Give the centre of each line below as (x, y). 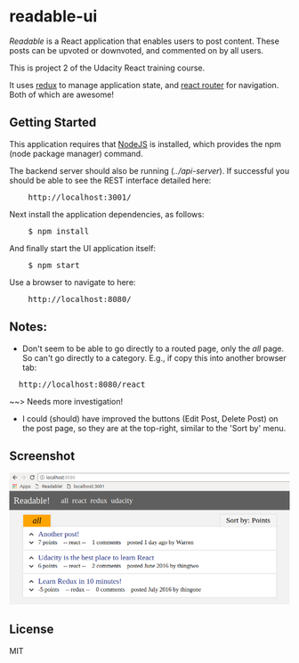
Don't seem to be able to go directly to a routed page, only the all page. (153, 348)
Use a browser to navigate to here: (73, 282)
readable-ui (53, 16)
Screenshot (42, 456)
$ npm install (59, 231)
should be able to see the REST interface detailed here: (110, 180)
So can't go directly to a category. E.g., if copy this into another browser (154, 357)
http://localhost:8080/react (82, 384)
